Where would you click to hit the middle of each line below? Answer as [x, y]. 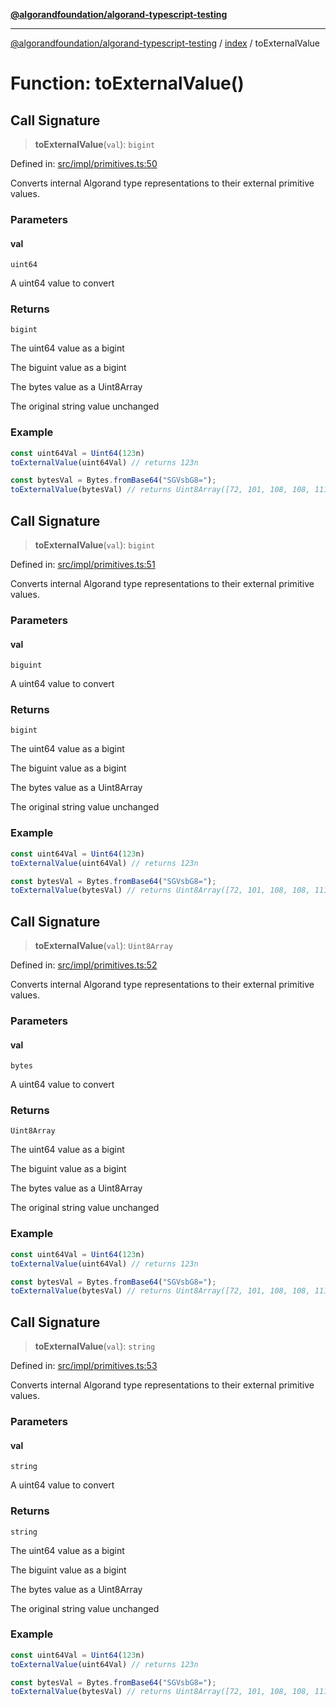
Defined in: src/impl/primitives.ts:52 [84, 965]
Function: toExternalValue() [127, 83]
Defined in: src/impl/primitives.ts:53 [84, 1366]
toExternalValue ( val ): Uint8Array [103, 946]
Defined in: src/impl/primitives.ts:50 [84, 163]
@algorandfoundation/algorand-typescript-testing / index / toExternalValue [165, 43]
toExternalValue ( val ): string [95, 1346]
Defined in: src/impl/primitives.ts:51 [83, 565]
